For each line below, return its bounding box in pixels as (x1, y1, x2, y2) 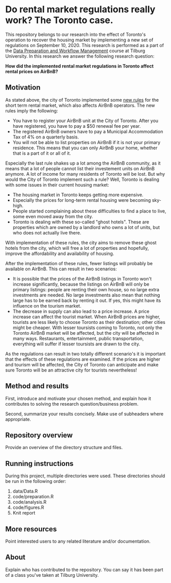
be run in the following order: (5, 478, 66, 484)
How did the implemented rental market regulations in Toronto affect (5, 63, 154, 69)
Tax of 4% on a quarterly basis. (12, 134, 79, 140)
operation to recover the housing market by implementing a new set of (5, 37, 154, 43)
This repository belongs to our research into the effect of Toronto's (5, 31, 146, 37)
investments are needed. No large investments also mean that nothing (12, 292, 160, 298)
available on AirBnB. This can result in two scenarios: (5, 266, 117, 272)
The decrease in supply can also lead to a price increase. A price (12, 308, 150, 314)
